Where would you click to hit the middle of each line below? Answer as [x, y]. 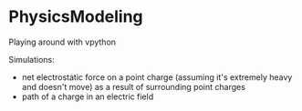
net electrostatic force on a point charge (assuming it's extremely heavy [157, 77]
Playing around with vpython [62, 42]
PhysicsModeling [76, 17]
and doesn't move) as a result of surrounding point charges [133, 86]
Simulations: [32, 59]
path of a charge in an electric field [88, 96]
